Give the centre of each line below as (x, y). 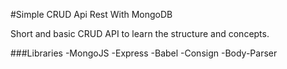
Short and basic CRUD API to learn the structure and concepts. (140, 33)
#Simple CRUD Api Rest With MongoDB (91, 14)
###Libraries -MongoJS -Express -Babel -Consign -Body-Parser (144, 53)
